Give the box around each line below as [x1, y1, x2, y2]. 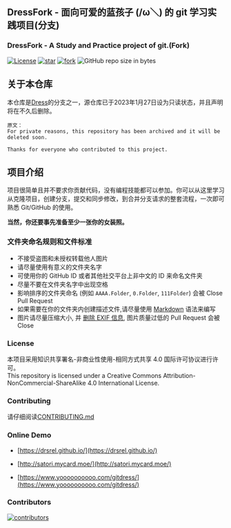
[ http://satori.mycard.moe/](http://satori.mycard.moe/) [17, 459, 172, 468]
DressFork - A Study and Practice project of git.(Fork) [7, 41, 190, 51]
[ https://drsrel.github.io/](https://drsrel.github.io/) [17, 446, 158, 455]
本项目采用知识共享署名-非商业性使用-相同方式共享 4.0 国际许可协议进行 [7, 355, 212, 363]
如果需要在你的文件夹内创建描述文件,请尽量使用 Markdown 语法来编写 [17, 304, 216, 313]
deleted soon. [7, 134, 48, 140]
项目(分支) [16, 19, 60, 31]
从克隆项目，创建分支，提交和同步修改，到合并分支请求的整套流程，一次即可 [7, 194, 225, 203]
